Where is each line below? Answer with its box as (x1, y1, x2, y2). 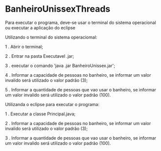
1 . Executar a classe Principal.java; (5, 111, 76, 117)
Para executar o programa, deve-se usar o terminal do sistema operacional (5, 20, 157, 25)
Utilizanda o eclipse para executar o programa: (5, 101, 99, 107)
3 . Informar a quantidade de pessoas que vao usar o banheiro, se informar (5, 135, 157, 141)
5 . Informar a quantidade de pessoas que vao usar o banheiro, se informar (5, 86, 157, 92)
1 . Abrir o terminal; (5, 43, 43, 49)
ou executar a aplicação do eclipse (5, 24, 76, 30)
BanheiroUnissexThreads (5, 3, 111, 15)
